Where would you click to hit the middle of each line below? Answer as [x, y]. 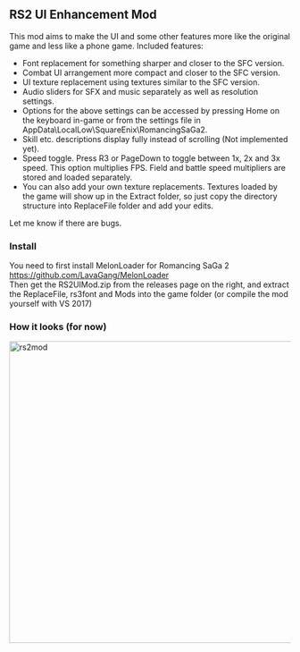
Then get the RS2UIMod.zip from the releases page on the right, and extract [150, 284]
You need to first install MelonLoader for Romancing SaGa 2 [119, 266]
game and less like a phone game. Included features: [106, 46]
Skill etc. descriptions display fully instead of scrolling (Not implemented [155, 139]
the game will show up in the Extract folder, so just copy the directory [150, 196]
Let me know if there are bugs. [66, 223]
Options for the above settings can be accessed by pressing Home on [150, 110]
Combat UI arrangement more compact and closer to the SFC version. [151, 72]
